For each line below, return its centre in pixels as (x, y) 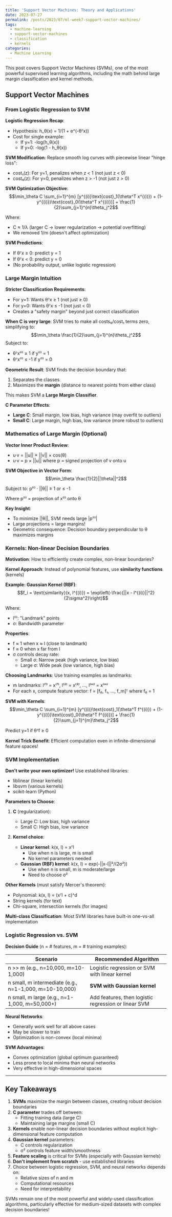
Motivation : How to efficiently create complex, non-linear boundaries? (80, 559)
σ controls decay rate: (36, 655)
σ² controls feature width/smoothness (60, 1151)
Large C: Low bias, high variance (55, 822)
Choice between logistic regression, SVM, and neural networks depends (89, 1167)
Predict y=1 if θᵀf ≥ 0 (27, 731)
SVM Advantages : (25, 1047)
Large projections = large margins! (49, 524)
